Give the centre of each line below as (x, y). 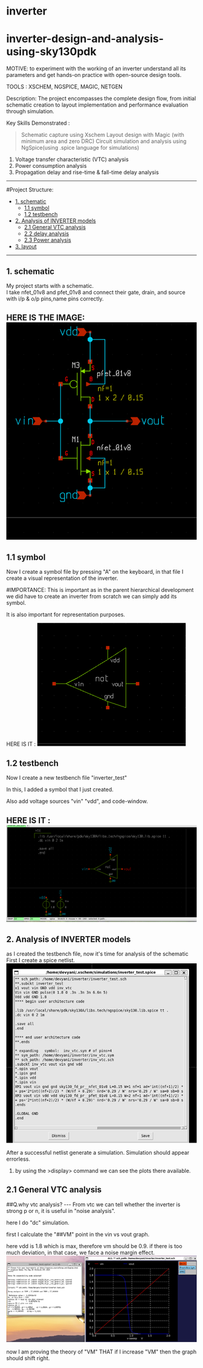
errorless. (18, 1159)
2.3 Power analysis (47, 240)
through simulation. (30, 111)
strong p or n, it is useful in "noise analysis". (61, 1210)
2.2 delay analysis (47, 234)
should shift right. (28, 1358)
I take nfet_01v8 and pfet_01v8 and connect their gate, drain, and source (96, 292)
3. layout (26, 247)
